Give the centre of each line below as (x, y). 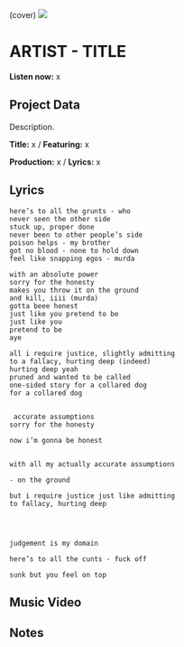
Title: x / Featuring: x (50, 144)
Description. (32, 127)
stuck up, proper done (52, 227)
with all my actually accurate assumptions (92, 464)
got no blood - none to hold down (74, 250)
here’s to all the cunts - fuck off (78, 559)
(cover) (23, 15)
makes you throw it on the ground (74, 290)
